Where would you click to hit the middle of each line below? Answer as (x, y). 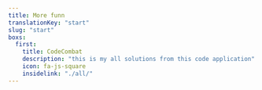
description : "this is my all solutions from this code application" (139, 59)
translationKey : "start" (49, 23)
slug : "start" (31, 30)
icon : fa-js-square (54, 67)
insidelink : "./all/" (57, 74)
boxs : (17, 37)
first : (26, 45)
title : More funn (37, 15)
